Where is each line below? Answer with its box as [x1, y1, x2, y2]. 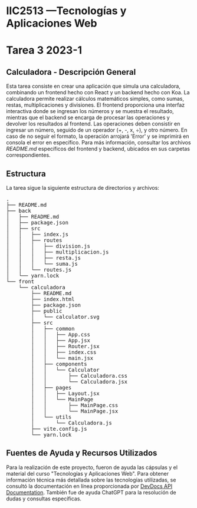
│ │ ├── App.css [31, 331, 90, 338]
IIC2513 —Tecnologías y [6, 4, 127, 18]
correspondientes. [6, 151, 51, 159]
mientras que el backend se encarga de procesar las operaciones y [6, 114, 170, 121]
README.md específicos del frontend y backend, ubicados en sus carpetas [6, 146, 191, 153]
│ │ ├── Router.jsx [31, 343, 100, 349]
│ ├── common [31, 325, 75, 332]
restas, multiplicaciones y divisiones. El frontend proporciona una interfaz [6, 101, 185, 108]
